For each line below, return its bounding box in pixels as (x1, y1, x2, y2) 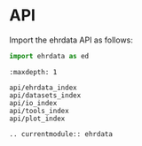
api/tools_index (9, 106, 69, 115)
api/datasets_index (9, 90, 82, 100)
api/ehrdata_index (9, 83, 77, 92)
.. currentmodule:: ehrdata (9, 129, 114, 138)
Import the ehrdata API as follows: (9, 35, 133, 45)
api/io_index (9, 98, 58, 107)
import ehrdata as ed (9, 51, 90, 60)
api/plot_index (9, 114, 66, 123)
